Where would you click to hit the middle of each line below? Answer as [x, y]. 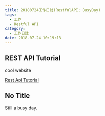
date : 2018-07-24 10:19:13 [33, 38]
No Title [18, 96]
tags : [11, 15]
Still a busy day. [21, 108]
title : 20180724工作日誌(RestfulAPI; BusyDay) [53, 10]
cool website [18, 70]
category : [15, 29]
